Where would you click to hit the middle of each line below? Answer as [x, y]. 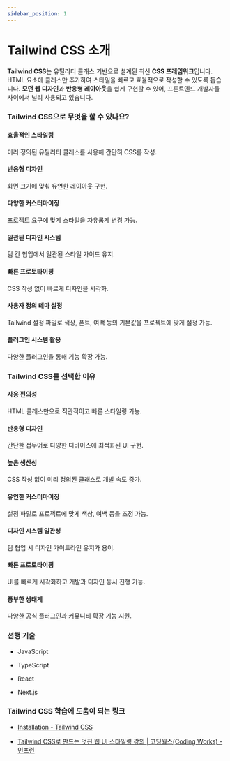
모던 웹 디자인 [40, 89]
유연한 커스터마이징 [33, 497]
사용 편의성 [22, 394]
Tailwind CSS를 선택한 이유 [52, 376]
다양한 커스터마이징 [33, 203]
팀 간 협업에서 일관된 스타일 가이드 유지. [61, 254]
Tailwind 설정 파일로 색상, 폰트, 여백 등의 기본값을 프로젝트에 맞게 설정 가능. [110, 323]
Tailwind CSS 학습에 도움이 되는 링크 [66, 711]
